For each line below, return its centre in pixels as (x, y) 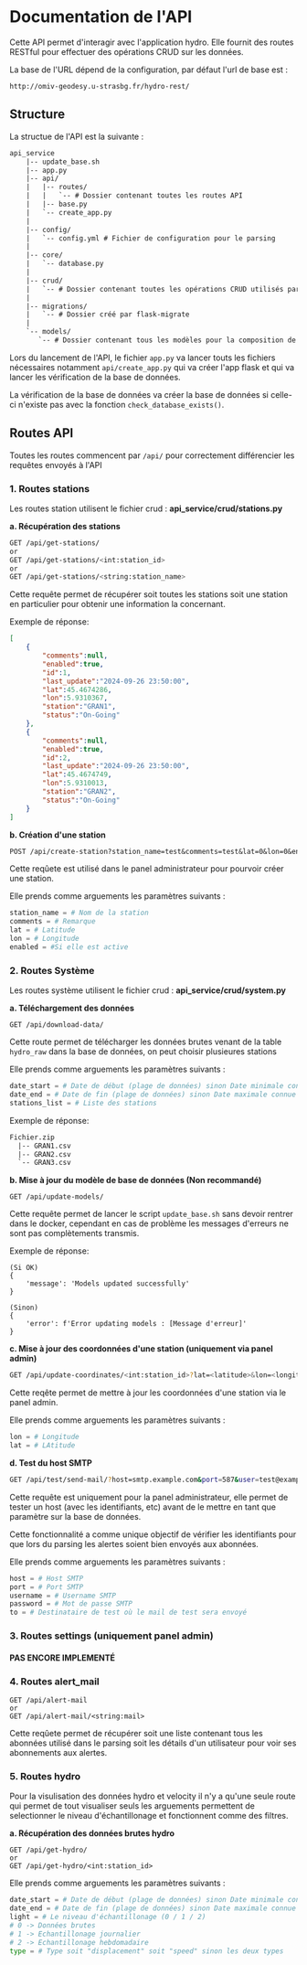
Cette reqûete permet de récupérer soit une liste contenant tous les (136, 1733)
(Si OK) (24, 1268)
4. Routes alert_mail (55, 1682)
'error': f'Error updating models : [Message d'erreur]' (137, 1324)
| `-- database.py (65, 264)
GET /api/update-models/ (57, 1197)
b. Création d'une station (58, 835)
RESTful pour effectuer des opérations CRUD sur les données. (127, 51)
